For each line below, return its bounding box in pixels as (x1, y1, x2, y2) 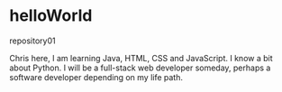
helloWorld (9, 5, 93, 26)
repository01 (9, 35, 56, 46)
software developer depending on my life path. (9, 71, 183, 82)
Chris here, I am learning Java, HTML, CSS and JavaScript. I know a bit (9, 52, 273, 63)
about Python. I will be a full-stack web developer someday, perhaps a (9, 62, 271, 73)
